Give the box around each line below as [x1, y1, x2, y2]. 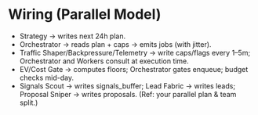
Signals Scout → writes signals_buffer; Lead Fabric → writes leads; [19, 81, 236, 91]
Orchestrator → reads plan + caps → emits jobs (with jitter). [19, 39, 212, 49]
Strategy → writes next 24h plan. [19, 31, 126, 41]
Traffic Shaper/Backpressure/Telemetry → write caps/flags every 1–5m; [19, 48, 251, 57]
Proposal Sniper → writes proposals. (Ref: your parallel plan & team [19, 89, 237, 99]
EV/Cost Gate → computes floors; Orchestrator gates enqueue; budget [19, 64, 249, 74]
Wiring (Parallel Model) [8, 5, 162, 23]
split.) [19, 98, 38, 107]
